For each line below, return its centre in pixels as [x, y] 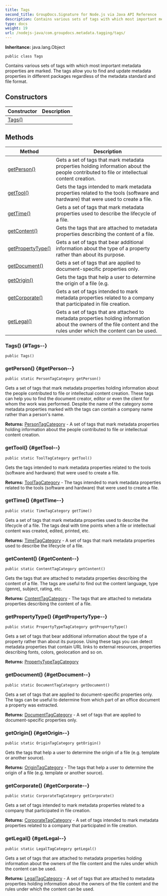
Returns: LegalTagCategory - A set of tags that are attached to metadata [80, 878]
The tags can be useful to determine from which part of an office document [83, 699]
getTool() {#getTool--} [33, 448]
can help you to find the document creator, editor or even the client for [77, 399]
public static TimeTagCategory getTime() [49, 511]
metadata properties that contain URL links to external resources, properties [83, 647]
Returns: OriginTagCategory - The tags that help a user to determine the [80, 767]
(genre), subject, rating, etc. [34, 589]
